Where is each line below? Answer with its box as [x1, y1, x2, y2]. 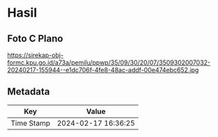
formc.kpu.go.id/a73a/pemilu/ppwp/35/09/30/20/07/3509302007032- [7, 58, 211, 67]
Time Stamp [10, 118, 51, 128]
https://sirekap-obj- [7, 51, 64, 59]
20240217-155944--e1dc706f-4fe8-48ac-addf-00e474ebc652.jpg [7, 66, 199, 74]
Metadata [7, 86, 50, 98]
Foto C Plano [7, 33, 63, 45]
